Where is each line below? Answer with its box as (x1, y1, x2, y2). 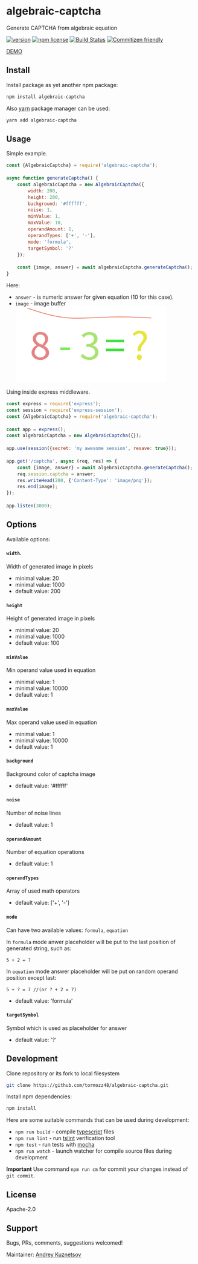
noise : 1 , (28, 207, 53, 213)
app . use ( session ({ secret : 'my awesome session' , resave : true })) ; (6, 446, 177, 452)
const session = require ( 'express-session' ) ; (6, 407, 123, 413)
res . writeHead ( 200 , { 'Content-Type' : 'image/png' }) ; (17, 477, 153, 483)
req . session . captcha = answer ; (17, 471, 96, 477)
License (6, 1190, 37, 1200)
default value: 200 (14, 587, 61, 595)
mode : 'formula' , (28, 239, 71, 245)
